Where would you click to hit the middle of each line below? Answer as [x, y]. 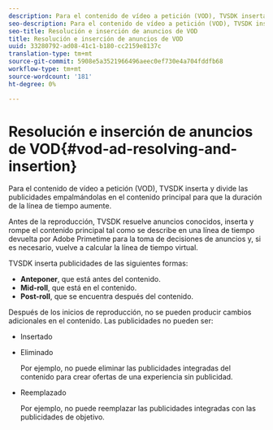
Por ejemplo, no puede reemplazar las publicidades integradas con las [138, 409]
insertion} [43, 166]
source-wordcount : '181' [50, 77]
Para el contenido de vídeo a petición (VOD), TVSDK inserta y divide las [128, 189]
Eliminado [37, 353]
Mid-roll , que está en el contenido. [78, 288]
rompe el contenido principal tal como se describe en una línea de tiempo [132, 230]
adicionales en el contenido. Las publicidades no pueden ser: [111, 321]
